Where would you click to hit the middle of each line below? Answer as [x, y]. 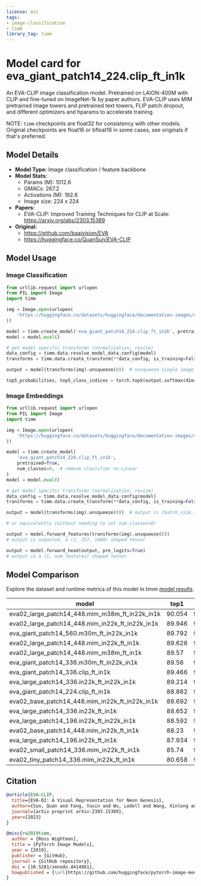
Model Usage [31, 258]
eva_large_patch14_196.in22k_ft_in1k [63, 741]
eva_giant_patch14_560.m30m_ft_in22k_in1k [74, 634]
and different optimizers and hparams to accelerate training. [80, 112]
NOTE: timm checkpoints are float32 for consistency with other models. [94, 124]
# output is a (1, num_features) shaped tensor [67, 556]
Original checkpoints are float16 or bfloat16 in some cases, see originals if [97, 130]
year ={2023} [27, 817]
